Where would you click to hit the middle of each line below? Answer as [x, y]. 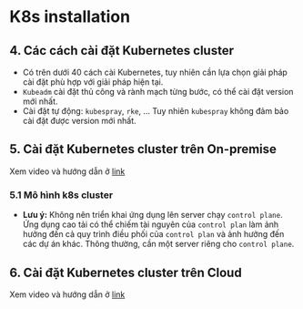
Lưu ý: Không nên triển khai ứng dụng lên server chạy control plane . [153, 215]
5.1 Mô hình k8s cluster [61, 195]
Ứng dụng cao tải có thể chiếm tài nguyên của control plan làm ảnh [151, 224]
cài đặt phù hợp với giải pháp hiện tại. [93, 82]
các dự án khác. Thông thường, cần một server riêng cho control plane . [158, 244]
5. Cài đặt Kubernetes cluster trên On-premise [143, 149]
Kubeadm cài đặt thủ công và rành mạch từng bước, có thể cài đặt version [158, 92]
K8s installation [70, 17]
